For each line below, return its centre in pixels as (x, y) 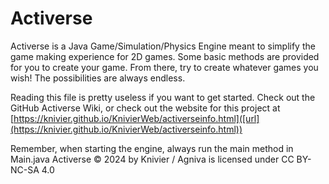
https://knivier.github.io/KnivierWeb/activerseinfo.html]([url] (136, 118)
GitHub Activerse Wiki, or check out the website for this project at (145, 108)
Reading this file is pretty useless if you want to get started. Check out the (163, 97)
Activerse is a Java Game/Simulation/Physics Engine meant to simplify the (163, 46)
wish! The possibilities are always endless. (98, 78)
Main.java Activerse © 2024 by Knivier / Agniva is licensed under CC (152, 159)
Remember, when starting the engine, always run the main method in (152, 148)
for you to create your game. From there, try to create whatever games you (164, 67)
